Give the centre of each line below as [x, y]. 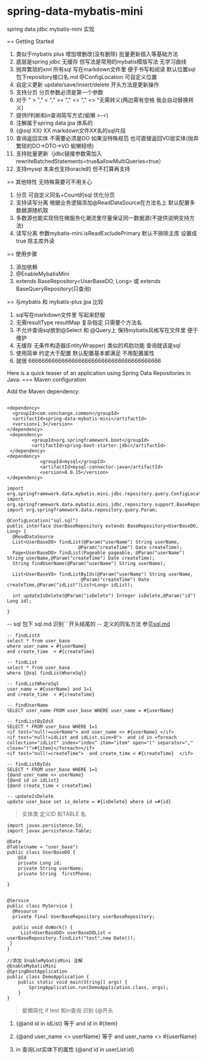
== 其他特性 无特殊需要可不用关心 [50, 181]
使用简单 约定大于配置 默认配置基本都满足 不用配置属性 [85, 353]
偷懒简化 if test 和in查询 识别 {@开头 [68, 1010]
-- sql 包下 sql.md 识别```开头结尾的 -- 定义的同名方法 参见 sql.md [89, 624]
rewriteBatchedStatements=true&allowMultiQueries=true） [90, 161]
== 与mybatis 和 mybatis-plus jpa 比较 [55, 302]
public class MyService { [40, 906]
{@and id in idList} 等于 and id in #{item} [67, 1023]
